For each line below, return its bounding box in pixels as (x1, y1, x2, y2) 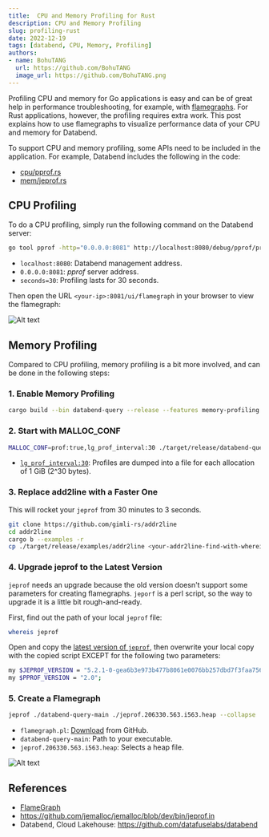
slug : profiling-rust (8, 26, 81, 34)
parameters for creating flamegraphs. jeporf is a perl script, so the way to (8, 588, 253, 598)
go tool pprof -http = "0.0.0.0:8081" (8, 244, 130, 253)
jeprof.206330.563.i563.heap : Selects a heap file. (19, 742, 184, 752)
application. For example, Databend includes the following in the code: (8, 152, 241, 161)
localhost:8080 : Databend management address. (19, 258, 183, 269)
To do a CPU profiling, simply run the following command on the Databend (8, 220, 254, 229)
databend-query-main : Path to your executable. (19, 734, 173, 744)
